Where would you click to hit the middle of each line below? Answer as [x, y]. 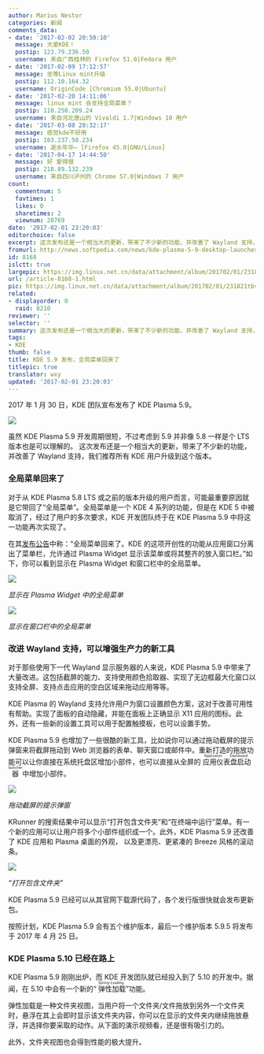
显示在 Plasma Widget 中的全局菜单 [66, 595]
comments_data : [33, 30]
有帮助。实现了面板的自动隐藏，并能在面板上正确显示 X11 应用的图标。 [122, 713]
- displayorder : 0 [38, 301]
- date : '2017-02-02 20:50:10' [59, 37]
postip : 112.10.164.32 [52, 81]
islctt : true [29, 265]
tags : [17, 338]
